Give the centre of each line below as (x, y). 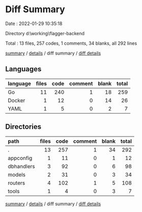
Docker (17, 100)
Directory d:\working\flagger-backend (45, 33)
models (17, 174)
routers (17, 183)
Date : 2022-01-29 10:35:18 (34, 23)
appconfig (20, 158)
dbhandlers (21, 166)
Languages (23, 69)
